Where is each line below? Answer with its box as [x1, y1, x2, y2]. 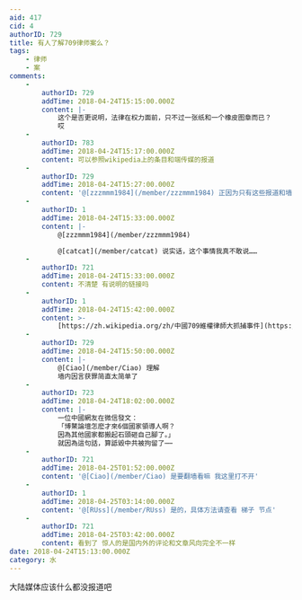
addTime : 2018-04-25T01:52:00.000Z [41, 463, 175, 472]
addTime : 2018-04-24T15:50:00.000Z [41, 347, 175, 356]
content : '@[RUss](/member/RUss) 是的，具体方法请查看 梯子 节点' [41, 505, 277, 515]
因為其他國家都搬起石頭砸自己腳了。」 [57, 430, 175, 439]
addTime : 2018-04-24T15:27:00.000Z [41, 181, 175, 190]
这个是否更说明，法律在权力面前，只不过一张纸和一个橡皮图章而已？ [57, 113, 272, 122]
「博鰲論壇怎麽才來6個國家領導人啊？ [57, 421, 176, 431]
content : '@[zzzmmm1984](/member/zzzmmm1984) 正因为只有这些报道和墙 [41, 189, 293, 198]
